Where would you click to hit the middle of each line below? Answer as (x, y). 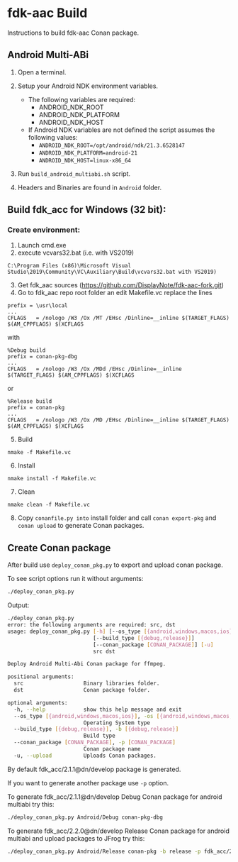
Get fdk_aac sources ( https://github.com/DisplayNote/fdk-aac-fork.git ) (121, 285)
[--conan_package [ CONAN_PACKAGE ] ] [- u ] (153, 645)
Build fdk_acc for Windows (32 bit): (87, 210)
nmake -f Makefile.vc (39, 453)
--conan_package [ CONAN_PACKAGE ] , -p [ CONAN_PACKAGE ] (95, 743)
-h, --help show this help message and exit (98, 709)
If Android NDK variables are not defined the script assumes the (121, 130)
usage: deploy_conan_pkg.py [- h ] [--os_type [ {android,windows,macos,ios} (120, 631)
